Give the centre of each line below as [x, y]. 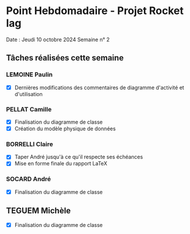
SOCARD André [29, 179]
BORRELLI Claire [30, 144]
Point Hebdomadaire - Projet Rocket [95, 11]
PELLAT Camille [29, 109]
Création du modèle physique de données [65, 129]
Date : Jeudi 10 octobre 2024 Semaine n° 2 [58, 39]
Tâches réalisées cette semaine [65, 58]
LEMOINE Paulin [30, 74]
